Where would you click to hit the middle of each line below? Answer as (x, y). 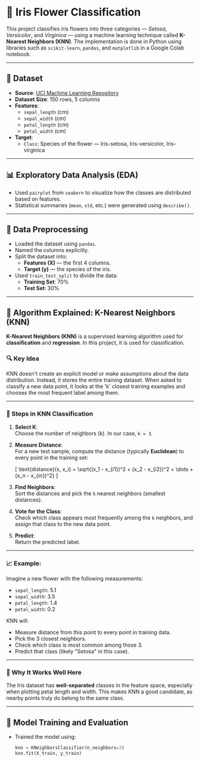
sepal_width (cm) (45, 118)
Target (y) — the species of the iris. (67, 269)
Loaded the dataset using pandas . (56, 244)
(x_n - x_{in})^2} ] (36, 475)
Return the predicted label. (47, 542)
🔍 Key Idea (23, 359)
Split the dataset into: (41, 257)
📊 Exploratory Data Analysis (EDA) (72, 175)
